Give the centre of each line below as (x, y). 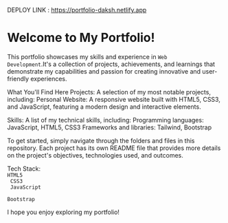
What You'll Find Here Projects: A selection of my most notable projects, (109, 92)
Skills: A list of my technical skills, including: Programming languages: (105, 120)
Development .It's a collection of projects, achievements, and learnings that (111, 64)
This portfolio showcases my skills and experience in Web (87, 56)
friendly (18, 78)
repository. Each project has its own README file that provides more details (114, 148)
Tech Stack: (24, 169)
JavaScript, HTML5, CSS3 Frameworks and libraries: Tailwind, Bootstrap (109, 127)
